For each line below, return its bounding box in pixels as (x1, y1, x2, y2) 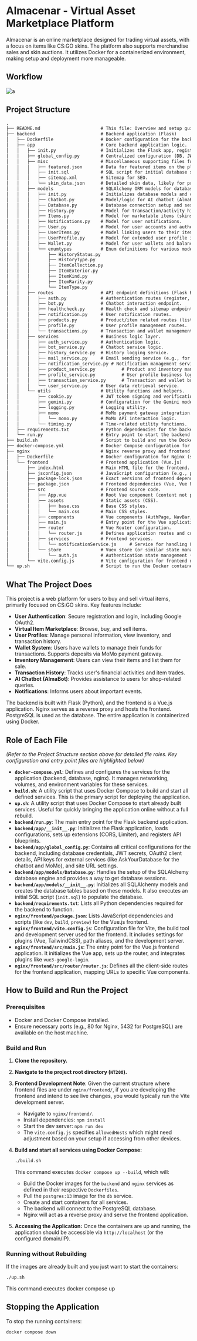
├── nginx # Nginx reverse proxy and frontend (6, 448, 191, 454)
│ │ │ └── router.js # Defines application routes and (6, 531, 185, 537)
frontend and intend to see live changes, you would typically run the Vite (14, 1092, 190, 1099)
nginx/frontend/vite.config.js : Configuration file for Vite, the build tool (14, 924, 189, 931)
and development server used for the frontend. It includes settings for (14, 931, 184, 938)
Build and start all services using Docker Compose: (14, 1146, 142, 1153)
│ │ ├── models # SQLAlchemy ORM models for (6, 186, 172, 192)
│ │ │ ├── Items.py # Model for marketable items (6, 213, 175, 219)
